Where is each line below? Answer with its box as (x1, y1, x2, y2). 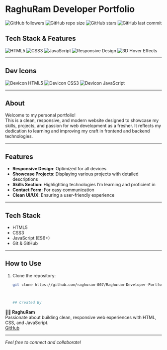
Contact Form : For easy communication (12, 187, 94, 193)
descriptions (12, 176, 38, 182)
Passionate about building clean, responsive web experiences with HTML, (5, 314, 157, 320)
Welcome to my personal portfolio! (5, 112, 76, 118)
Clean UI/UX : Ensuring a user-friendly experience (12, 192, 115, 198)
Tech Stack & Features (5, 34, 76, 43)
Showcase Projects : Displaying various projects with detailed (12, 171, 139, 177)
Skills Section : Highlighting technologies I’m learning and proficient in (12, 182, 156, 188)
